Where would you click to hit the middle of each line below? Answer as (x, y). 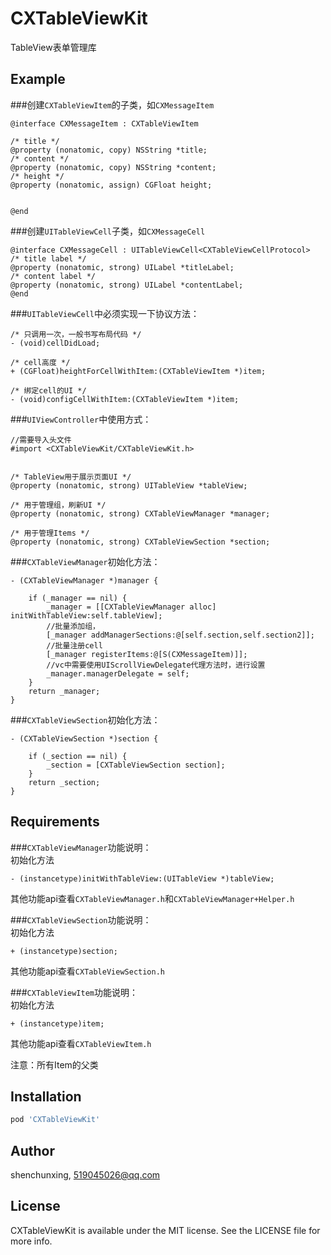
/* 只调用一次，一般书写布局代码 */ (76, 334)
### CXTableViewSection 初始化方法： (85, 719)
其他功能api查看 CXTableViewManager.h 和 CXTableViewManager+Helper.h (152, 898)
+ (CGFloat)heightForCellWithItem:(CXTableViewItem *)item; (138, 371)
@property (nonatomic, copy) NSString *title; (109, 150)
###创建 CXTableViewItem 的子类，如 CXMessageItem (112, 104)
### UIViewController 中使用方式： (81, 419)
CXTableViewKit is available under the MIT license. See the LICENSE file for (165, 1230)
